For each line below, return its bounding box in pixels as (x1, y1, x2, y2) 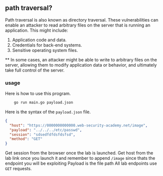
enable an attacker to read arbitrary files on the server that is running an (5, 22, 151, 28)
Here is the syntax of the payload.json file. (5, 109, 91, 115)
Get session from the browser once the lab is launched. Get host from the (5, 150, 153, 156)
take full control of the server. (5, 67, 65, 73)
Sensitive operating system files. (12, 47, 78, 53)
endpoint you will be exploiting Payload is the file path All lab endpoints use (5, 160, 157, 166)
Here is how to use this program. (5, 91, 71, 97)
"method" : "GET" (9, 137, 43, 142)
